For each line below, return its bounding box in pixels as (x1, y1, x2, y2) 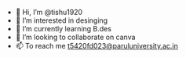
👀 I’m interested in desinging (15, 16, 108, 25)
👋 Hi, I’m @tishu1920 (15, 8, 83, 16)
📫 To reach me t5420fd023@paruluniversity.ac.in (15, 42, 179, 50)
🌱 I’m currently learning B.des (15, 24, 112, 33)
